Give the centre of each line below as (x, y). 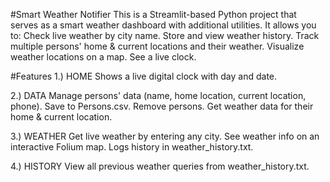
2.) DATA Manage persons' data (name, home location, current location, (158, 95)
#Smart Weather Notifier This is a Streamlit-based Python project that (153, 14)
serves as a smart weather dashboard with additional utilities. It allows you (163, 25)
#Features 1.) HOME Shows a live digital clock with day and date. (144, 76)
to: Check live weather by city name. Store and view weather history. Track (165, 35)
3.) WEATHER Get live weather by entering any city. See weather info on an (165, 136)
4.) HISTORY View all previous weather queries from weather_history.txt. (160, 166)
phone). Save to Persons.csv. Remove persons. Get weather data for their (162, 106)
